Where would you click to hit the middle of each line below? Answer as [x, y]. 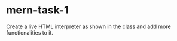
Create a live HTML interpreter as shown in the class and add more [89, 26]
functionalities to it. [30, 32]
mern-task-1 [37, 10]
